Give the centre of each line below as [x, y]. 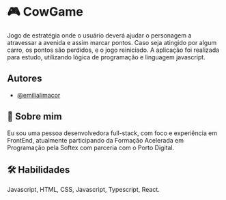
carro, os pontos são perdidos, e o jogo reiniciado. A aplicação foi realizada [113, 50]
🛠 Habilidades [39, 170]
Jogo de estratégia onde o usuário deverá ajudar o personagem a [99, 35]
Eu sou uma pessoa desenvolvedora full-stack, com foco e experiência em [112, 133]
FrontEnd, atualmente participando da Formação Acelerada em [96, 140]
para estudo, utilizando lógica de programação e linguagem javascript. [107, 57]
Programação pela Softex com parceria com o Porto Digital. [91, 147]
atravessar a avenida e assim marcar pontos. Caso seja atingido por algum [112, 42]
